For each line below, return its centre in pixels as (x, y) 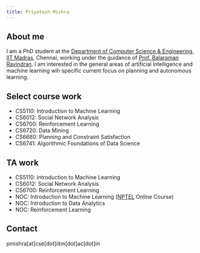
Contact (22, 229)
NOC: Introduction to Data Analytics (60, 203)
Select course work (44, 96)
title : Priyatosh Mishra (38, 12)
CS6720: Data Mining (42, 130)
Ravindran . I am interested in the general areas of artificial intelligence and (100, 64)
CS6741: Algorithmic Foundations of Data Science (77, 143)
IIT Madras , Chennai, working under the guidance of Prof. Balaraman (93, 58)
